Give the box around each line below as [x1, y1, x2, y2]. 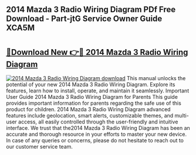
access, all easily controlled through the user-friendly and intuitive [18, 118, 178, 125]
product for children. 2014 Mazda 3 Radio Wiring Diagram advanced [6, 106, 171, 113]
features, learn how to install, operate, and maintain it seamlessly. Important [6, 87, 190, 94]
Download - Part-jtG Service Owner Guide [6, 14, 163, 24]
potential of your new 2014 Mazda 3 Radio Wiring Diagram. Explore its [6, 81, 175, 88]
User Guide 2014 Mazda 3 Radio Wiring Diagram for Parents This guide [6, 94, 178, 100]
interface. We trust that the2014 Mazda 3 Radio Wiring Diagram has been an [6, 125, 191, 131]
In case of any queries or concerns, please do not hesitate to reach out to [6, 137, 184, 144]
